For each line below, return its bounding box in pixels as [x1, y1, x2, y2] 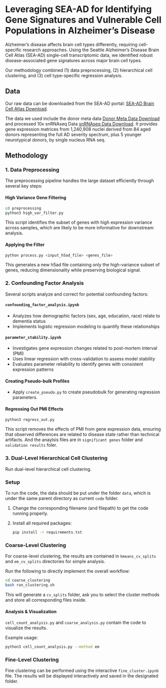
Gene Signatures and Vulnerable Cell [5, 14, 161, 26]
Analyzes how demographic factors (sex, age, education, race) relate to [12, 313, 160, 319]
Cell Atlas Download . [5, 105, 48, 111]
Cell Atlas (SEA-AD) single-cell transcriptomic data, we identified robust [5, 52, 153, 58]
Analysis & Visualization [5, 608, 57, 614]
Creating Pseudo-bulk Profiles [5, 378, 70, 384]
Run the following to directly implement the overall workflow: [5, 568, 130, 574]
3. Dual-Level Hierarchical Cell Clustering [5, 455, 108, 462]
